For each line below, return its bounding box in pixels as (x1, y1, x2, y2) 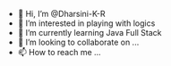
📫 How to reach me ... (17, 47, 101, 57)
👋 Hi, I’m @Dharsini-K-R (17, 9, 106, 19)
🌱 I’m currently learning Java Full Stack (17, 28, 163, 37)
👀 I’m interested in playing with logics (17, 18, 156, 29)
